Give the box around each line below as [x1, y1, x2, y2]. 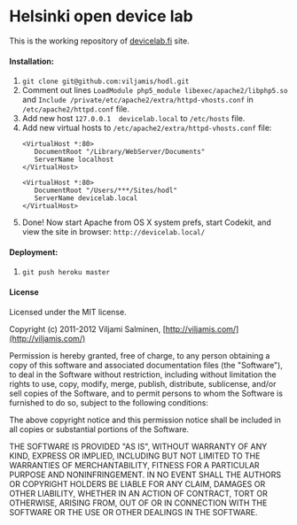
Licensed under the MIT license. [9, 306, 127, 317]
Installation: [9, 56, 55, 66]
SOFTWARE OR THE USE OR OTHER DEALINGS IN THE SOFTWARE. [9, 506, 258, 517]
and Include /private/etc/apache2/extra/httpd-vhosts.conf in [21, 95, 254, 105]
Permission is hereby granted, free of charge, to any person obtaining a [9, 350, 270, 360]
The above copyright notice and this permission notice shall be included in [9, 414, 281, 425]
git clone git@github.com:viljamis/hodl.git [21, 77, 190, 86]
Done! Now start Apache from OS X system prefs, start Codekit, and [21, 217, 272, 228]
